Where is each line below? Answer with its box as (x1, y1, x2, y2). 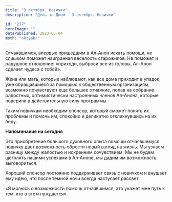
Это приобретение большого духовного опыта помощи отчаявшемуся (5, 139, 160, 144)
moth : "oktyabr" (5, 36, 40, 41)
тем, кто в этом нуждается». (5, 191, 68, 197)
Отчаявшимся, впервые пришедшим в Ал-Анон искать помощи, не (5, 50, 153, 56)
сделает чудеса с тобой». (5, 66, 61, 72)
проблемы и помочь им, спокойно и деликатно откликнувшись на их (5, 113, 157, 119)
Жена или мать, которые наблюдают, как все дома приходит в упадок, (5, 76, 161, 82)
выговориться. (5, 160, 37, 166)
